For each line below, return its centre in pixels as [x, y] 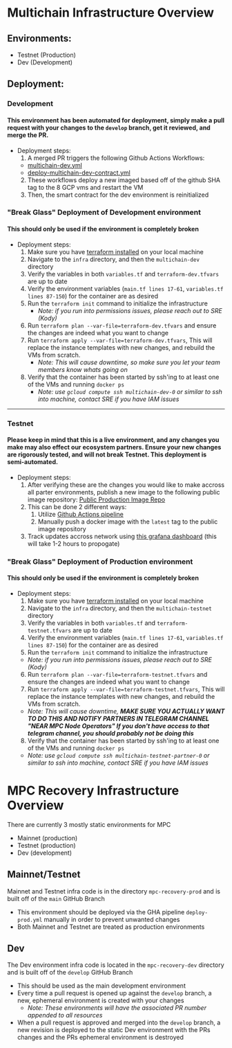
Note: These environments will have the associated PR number [117, 1008]
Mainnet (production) [47, 838]
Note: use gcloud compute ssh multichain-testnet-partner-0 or [118, 755]
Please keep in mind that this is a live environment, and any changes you [113, 440]
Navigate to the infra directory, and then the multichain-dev [114, 259]
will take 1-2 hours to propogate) [74, 543]
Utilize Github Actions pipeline [81, 514]
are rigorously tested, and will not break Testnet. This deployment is [107, 454]
